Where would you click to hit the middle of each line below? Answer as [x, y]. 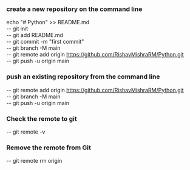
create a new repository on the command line [74, 9]
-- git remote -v [26, 132]
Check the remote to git [42, 118]
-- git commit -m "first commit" [45, 42]
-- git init [17, 29]
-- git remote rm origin [34, 161]
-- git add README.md [35, 35]
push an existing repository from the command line [83, 76]
